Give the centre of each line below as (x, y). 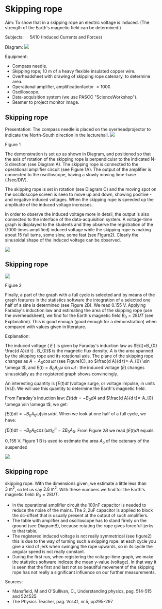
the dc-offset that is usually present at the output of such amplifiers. (80, 516)
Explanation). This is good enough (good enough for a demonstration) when (81, 322)
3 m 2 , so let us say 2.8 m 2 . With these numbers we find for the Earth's (75, 489)
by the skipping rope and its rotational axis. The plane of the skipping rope (79, 356)
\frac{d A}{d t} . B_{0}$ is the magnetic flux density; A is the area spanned (79, 351)
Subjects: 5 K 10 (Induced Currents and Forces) (54, 37)
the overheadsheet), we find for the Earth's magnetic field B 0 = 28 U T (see (79, 316)
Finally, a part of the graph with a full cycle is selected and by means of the (80, 295)
